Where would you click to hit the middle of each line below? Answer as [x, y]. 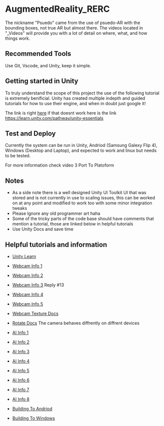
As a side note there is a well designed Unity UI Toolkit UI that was [79, 193]
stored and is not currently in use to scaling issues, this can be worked [84, 198]
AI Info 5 [21, 370]
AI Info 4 [21, 361]
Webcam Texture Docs [35, 313]
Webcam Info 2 [27, 275]
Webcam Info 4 [27, 294]
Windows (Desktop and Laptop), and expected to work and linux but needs [81, 150]
